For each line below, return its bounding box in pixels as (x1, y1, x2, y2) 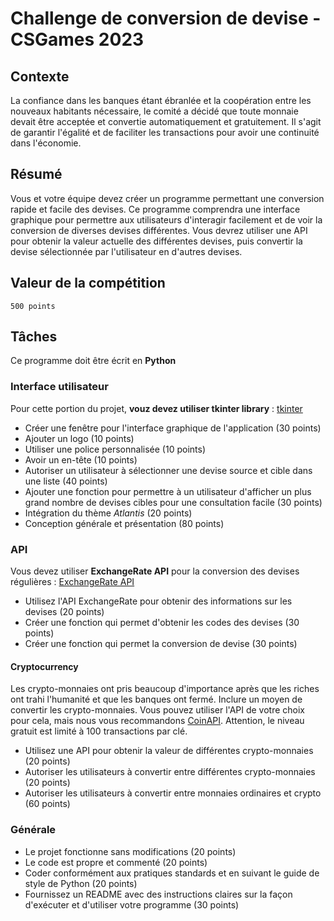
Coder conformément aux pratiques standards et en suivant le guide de (24, 867, 320, 879)
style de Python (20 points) (24, 877, 138, 889)
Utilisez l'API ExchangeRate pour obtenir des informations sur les (24, 595, 293, 607)
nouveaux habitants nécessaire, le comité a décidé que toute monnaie (10, 105, 299, 117)
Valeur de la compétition (10, 275, 166, 292)
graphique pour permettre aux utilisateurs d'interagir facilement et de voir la (10, 213, 323, 226)
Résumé (10, 166, 63, 183)
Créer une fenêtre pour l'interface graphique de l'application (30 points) (24, 422, 322, 434)
